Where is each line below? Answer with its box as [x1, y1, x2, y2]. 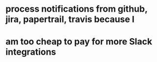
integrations [5, 46, 56, 58]
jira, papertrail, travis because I [5, 14, 135, 25]
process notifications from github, [5, 3, 148, 15]
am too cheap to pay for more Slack [5, 36, 153, 47]
